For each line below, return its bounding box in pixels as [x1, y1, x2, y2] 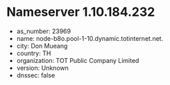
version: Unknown [16, 64, 69, 72]
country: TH [16, 49, 51, 57]
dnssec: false [16, 70, 56, 79]
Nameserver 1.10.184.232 [6, 4, 155, 20]
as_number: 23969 [16, 27, 71, 35]
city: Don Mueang [16, 41, 68, 50]
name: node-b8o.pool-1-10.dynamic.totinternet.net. [16, 34, 164, 42]
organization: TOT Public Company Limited [16, 56, 139, 64]
